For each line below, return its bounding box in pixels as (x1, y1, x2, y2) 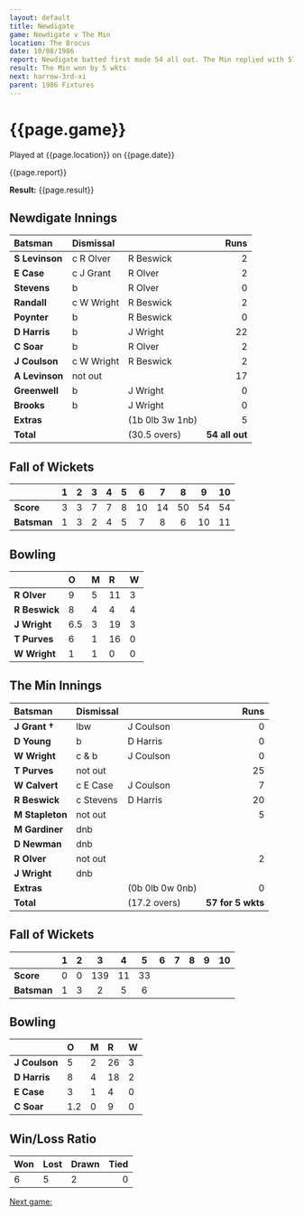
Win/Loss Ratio (9, 1131, 97, 1146)
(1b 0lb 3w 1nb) (127, 414, 198, 426)
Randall (14, 296, 47, 309)
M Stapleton (14, 808, 68, 820)
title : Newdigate (9, 22, 75, 31)
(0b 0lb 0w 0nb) (127, 882, 197, 894)
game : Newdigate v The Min (9, 30, 111, 39)
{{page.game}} (9, 119, 126, 140)
